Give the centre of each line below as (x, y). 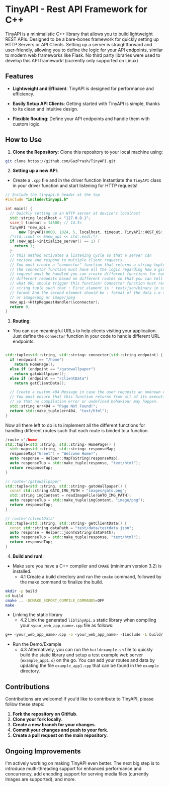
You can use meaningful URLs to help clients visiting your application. (85, 331)
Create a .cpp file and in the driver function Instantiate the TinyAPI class (87, 180)
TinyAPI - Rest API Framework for (76, 9)
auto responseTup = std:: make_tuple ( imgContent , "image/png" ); (77, 500)
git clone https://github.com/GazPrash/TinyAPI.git (60, 161)
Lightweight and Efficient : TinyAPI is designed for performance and (83, 88)
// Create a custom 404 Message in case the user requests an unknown (85, 392)
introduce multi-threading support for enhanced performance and (73, 768)
